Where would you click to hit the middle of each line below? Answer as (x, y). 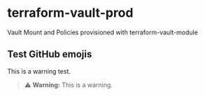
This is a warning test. (39, 71)
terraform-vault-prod (70, 13)
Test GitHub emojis (50, 54)
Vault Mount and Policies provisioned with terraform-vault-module (102, 32)
